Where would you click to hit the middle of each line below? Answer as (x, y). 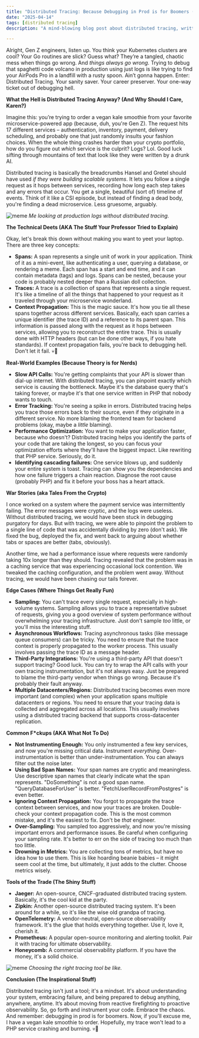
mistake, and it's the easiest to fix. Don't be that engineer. (85, 820)
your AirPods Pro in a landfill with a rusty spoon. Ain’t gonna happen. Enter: (98, 75)
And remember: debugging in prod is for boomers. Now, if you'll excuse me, (99, 1016)
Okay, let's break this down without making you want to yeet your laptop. (95, 239)
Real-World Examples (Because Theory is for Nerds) (72, 363)
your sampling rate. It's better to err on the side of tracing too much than (103, 839)
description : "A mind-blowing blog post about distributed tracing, (92, 28)
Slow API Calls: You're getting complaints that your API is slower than (100, 375)
